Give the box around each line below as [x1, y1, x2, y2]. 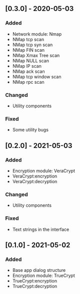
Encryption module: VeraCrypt [12, 168, 75, 174]
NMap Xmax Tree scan [12, 52, 60, 58]
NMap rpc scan [12, 79, 45, 85]
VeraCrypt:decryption [12, 178, 57, 184]
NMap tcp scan [12, 36, 44, 42]
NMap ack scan [12, 68, 45, 74]
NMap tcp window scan [12, 73, 61, 80]
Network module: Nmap [12, 31, 62, 37]
